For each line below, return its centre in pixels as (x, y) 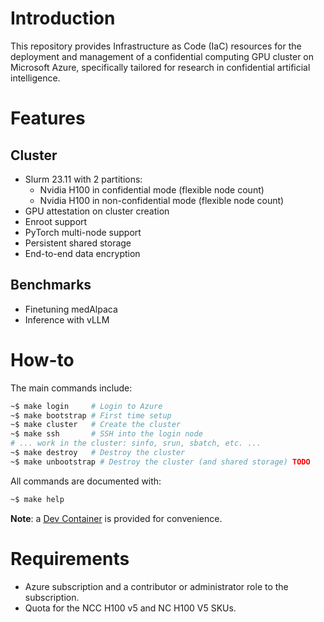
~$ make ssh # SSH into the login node (106, 434)
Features (48, 118)
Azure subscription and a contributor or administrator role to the (156, 586)
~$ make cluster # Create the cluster (96, 425)
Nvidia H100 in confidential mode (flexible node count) (152, 189)
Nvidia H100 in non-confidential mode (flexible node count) (162, 200)
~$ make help (37, 499)
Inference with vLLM (67, 319)
